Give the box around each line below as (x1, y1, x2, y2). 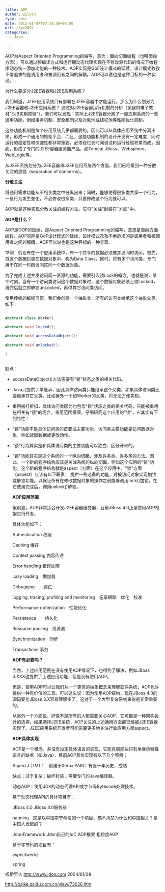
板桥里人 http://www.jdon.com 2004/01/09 (5, 871, 92, 877)
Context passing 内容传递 (12, 552, 64, 558)
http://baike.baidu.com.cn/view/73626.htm (5, 881, 92, 887)
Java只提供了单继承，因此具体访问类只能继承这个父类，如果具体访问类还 (12, 386, 160, 392)
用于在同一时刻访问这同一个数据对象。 (5, 261, 82, 268)
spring (12, 861, 26, 867)
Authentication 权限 (12, 531, 52, 537)
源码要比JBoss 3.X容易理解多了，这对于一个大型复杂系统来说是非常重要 (12, 696, 158, 702)
